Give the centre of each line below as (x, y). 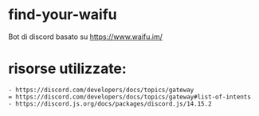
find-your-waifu (63, 15)
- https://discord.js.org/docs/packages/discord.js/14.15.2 (110, 104)
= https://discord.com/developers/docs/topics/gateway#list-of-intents (129, 97)
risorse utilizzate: (68, 69)
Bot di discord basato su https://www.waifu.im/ (86, 37)
